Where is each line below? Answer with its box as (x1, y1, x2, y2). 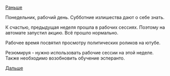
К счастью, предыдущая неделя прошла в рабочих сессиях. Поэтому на (5, 24, 165, 30)
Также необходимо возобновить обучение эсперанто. (5, 55, 125, 61)
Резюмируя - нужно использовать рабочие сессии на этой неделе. (5, 50, 154, 55)
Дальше (5, 65, 23, 71)
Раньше (5, 5, 23, 10)
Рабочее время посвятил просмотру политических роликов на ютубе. (5, 40, 161, 46)
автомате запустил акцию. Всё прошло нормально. (5, 30, 119, 35)
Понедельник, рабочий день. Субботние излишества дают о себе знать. (5, 14, 165, 20)
